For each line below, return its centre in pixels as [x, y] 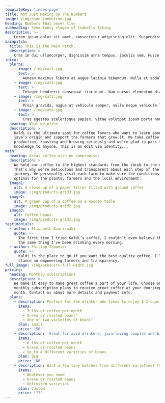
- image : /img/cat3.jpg [38, 96]
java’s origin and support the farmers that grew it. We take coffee [87, 137]
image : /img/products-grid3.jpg [47, 192]
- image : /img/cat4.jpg [38, 110]
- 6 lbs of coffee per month [53, 343]
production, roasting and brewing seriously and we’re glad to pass [85, 142]
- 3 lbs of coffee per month [53, 311]
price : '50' [30, 329]
